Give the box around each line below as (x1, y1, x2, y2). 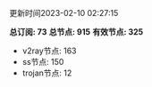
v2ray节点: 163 (21, 45, 77, 56)
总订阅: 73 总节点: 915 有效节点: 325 (9, 27, 144, 37)
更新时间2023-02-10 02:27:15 (9, 8, 119, 18)
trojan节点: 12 (21, 67, 72, 78)
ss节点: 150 (21, 57, 64, 67)
